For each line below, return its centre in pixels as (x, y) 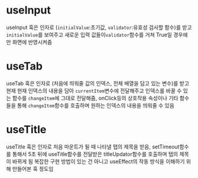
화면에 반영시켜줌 (32, 42)
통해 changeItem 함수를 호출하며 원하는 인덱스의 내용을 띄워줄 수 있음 (95, 105)
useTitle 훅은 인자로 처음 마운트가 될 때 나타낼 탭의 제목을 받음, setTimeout (93, 146)
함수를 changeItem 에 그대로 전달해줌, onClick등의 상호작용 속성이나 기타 (95, 98)
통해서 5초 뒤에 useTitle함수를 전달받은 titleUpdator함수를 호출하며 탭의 (95, 154)
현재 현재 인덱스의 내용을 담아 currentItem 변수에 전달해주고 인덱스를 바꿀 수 (94, 90)
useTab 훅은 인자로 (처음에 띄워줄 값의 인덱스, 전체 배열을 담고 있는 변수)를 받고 (98, 83)
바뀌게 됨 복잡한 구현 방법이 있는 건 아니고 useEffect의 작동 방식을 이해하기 (98, 161)
